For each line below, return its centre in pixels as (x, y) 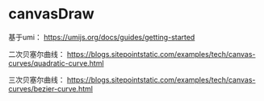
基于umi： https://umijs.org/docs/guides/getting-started (102, 37)
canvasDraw (51, 14)
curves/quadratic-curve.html (56, 63)
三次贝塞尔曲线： (37, 79)
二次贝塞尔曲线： (37, 54)
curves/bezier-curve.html (50, 88)
